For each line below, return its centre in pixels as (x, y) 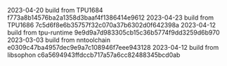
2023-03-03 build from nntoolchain (59, 40)
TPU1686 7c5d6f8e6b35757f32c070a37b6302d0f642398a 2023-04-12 (112, 25)
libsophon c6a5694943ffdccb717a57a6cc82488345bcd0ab (94, 55)
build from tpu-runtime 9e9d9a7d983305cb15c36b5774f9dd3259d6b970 (113, 32)
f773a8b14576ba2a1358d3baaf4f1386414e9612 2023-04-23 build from (111, 18)
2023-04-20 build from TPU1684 (55, 10)
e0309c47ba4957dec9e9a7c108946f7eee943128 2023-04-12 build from (113, 47)
